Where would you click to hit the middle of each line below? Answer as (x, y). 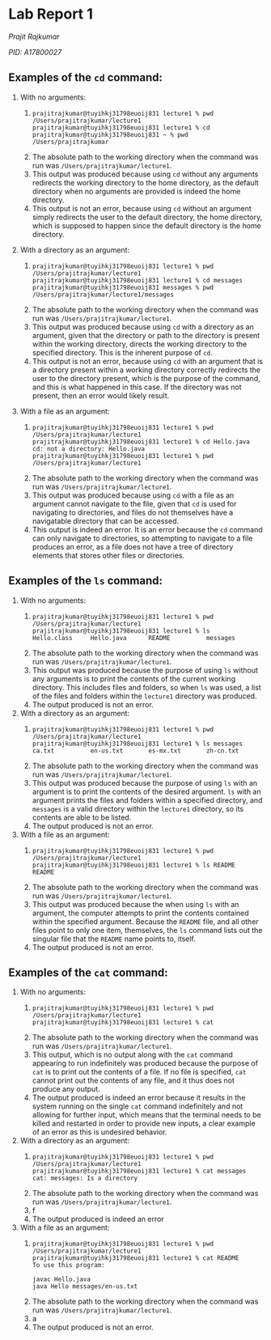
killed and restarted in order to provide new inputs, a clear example (144, 1124)
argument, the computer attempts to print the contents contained (140, 913)
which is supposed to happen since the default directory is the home (146, 225)
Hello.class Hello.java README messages (134, 638)
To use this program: (68, 1266)
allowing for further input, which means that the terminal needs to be (146, 1115)
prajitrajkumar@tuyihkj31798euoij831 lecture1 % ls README (134, 865)
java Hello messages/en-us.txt (85, 1287)
